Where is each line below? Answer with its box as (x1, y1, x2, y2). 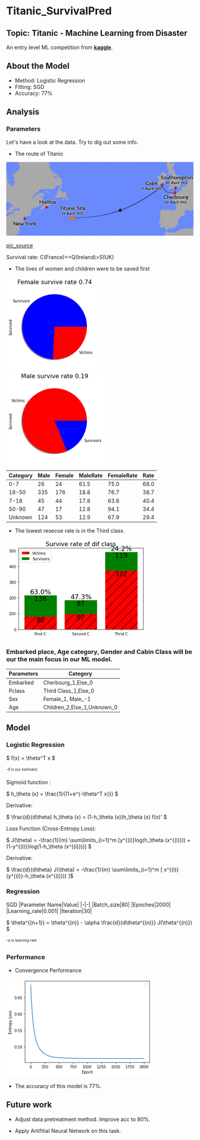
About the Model (6, 61, 70, 71)
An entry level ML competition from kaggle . (6, 44, 113, 51)
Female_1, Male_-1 (43, 696, 91, 703)
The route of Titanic (14, 150, 64, 157)
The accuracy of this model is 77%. (14, 1082, 102, 1089)
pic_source (6, 242, 33, 249)
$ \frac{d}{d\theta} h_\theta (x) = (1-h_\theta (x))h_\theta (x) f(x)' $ (6, 813, 167, 821)
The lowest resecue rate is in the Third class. (14, 527, 125, 534)
